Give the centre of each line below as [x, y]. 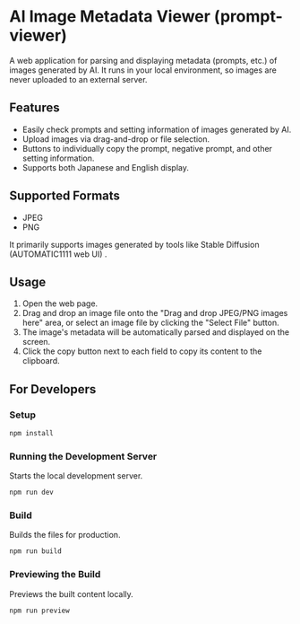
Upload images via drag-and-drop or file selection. [116, 139]
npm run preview [39, 611]
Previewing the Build [55, 575]
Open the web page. [60, 303]
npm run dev [31, 492]
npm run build [36, 551]
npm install [31, 434]
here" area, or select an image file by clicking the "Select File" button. [150, 323]
